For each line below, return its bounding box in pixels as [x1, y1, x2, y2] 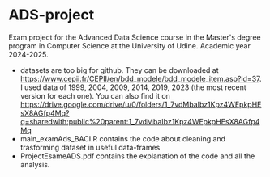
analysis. [19, 159, 50, 169]
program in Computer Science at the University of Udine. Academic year [8, 40, 251, 50]
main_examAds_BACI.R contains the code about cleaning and [19, 133, 225, 143]
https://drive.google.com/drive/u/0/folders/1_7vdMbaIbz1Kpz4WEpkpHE [19, 99, 262, 109]
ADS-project [8, 6, 95, 24]
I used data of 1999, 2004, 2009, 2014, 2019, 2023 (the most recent [19, 82, 247, 92]
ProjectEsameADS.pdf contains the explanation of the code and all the [19, 151, 255, 161]
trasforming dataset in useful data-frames [19, 142, 161, 152]
